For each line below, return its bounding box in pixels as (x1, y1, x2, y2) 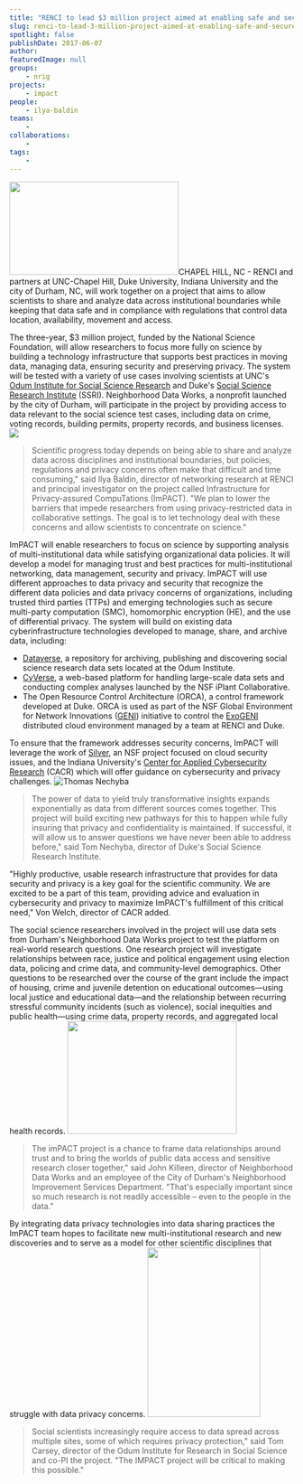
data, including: (9, 634, 68, 646)
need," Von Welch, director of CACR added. (9, 906, 171, 917)
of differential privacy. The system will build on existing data (9, 615, 233, 626)
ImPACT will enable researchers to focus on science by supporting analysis (9, 539, 289, 549)
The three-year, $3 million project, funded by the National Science (9, 332, 255, 343)
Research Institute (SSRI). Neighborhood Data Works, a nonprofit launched (9, 390, 287, 400)
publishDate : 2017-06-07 (9, 38, 103, 48)
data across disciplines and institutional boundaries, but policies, (31, 454, 272, 465)
